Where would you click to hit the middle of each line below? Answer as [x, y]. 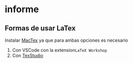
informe [22, 9]
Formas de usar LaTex [40, 28]
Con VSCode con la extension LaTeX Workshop [60, 50]
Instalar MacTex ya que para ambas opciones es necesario [66, 40]
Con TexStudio [28, 55]
